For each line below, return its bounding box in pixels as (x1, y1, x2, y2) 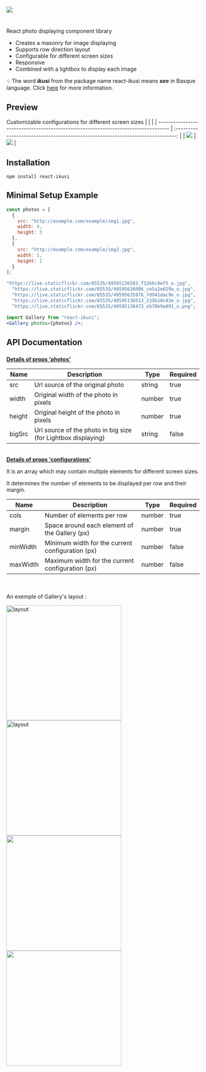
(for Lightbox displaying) (34, 433, 105, 442)
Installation (6, 157, 50, 168)
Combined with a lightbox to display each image (15, 65, 137, 73)
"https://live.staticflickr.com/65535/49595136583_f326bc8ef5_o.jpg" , (6, 280, 191, 287)
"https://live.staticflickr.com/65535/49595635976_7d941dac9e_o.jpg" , (12, 292, 196, 298)
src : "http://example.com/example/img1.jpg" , (17, 218, 136, 224)
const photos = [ (6, 206, 51, 213)
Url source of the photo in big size (34, 426, 132, 434)
